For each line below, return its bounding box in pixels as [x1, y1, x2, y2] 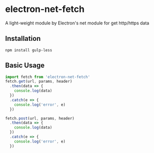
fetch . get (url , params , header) [5, 79, 72, 84]
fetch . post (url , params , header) [5, 116, 75, 121]
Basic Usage [5, 61, 45, 70]
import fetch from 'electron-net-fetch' [5, 74, 91, 79]
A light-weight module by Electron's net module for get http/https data [5, 20, 150, 26]
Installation [5, 34, 41, 43]
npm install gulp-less [5, 47, 52, 53]
